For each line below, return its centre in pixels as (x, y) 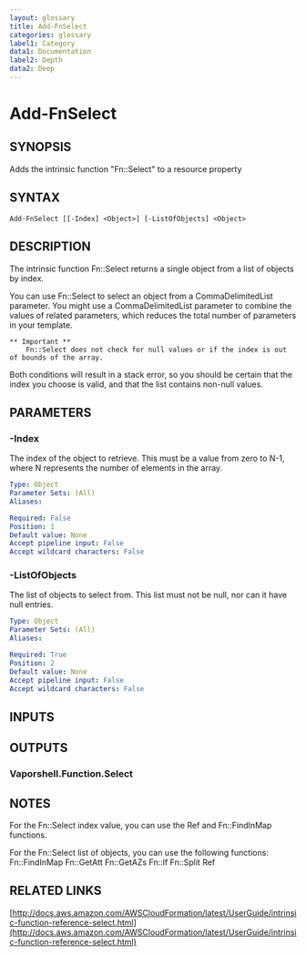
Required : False (40, 518)
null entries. (31, 605)
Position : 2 (32, 663)
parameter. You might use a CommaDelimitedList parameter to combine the (151, 305)
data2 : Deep (32, 69)
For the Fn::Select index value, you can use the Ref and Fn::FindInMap (141, 825)
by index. (26, 278)
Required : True (38, 655)
